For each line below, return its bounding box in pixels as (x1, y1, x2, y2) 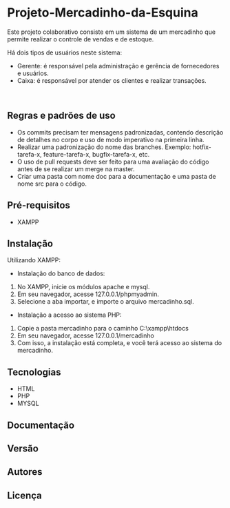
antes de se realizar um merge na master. (17, 164, 136, 173)
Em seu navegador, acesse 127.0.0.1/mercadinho (17, 331, 155, 340)
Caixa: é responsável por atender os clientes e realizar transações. (17, 76, 207, 84)
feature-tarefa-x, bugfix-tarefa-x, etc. (43, 150, 150, 158)
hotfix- (192, 143, 212, 151)
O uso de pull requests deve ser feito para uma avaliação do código (17, 157, 209, 166)
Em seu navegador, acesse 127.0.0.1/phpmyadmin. (17, 290, 160, 298)
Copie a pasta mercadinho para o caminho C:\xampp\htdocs (17, 324, 189, 333)
